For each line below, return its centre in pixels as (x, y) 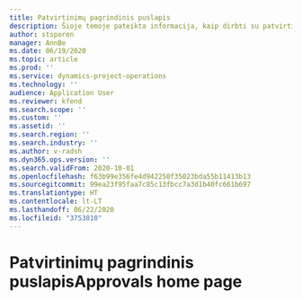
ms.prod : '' (31, 68)
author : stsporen (42, 34)
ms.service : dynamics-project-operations (88, 76)
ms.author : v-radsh (46, 151)
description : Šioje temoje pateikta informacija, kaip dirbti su (134, 26)
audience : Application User (62, 93)
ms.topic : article (44, 59)
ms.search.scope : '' (48, 110)
